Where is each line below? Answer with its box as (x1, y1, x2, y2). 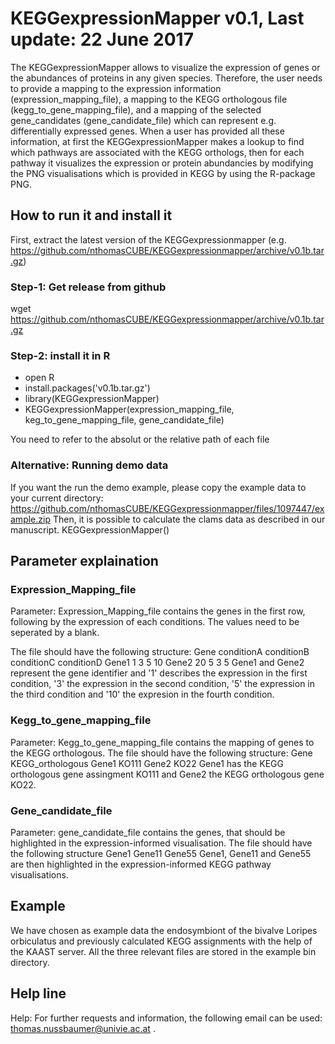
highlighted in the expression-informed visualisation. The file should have (10, 837, 313, 849)
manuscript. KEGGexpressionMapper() (10, 523, 170, 536)
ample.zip (10, 513, 51, 525)
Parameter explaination (10, 553, 159, 570)
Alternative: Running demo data (10, 458, 169, 472)
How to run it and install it (10, 207, 173, 224)
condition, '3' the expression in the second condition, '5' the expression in (10, 678, 316, 690)
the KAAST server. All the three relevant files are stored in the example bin (10, 945, 317, 957)
